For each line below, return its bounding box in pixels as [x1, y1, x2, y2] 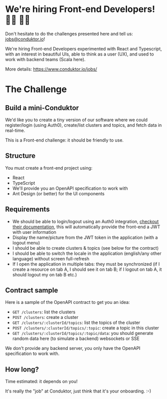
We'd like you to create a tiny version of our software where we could [5, 117, 148, 123]
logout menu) [12, 239, 40, 246]
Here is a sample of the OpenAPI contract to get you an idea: [5, 299, 130, 305]
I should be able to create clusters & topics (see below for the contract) [12, 245, 159, 251]
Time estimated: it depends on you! [5, 378, 78, 384]
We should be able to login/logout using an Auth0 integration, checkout [12, 218, 159, 224]
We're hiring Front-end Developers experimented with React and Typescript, [5, 46, 162, 52]
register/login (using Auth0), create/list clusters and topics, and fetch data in [5, 122, 162, 128]
